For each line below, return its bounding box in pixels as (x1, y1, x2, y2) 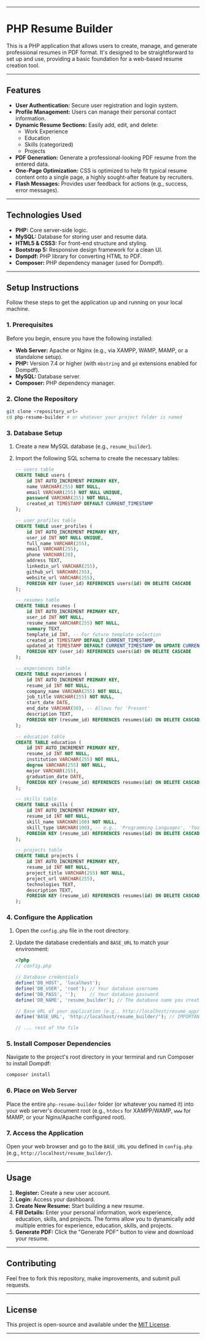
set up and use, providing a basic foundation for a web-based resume (6, 55, 183, 62)
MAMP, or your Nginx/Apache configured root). (6, 1113, 126, 1121)
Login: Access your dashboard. (15, 1196, 96, 1203)
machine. (6, 305, 30, 313)
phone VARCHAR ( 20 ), (26, 552, 77, 558)
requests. (6, 1281, 31, 1288)
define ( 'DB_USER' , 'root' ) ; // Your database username (15, 985, 159, 992)
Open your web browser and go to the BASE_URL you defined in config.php (6, 1142, 193, 1150)
